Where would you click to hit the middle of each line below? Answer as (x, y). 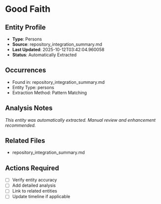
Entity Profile (25, 27)
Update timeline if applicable (41, 197)
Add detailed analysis (34, 185)
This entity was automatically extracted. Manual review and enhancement (80, 120)
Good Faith (28, 9)
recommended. (20, 125)
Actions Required (32, 168)
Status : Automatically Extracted (44, 55)
